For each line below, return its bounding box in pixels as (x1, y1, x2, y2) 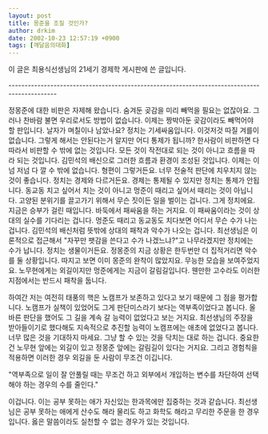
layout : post (8, 11, 52, 20)
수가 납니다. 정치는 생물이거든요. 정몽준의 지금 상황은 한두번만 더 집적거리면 (8, 246, 243, 255)
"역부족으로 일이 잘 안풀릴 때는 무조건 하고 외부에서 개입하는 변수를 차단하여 (8, 370, 244, 380)
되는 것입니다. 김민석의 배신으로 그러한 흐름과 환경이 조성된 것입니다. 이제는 (16, 155, 252, 165)
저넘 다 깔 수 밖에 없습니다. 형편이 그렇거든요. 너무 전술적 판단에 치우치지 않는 (16, 166, 258, 175)
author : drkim (8, 26, 56, 34)
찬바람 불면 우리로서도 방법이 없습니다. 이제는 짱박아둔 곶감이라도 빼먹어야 (22, 115, 254, 125)
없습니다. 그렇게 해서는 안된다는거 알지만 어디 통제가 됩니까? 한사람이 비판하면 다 (8, 135, 260, 145)
